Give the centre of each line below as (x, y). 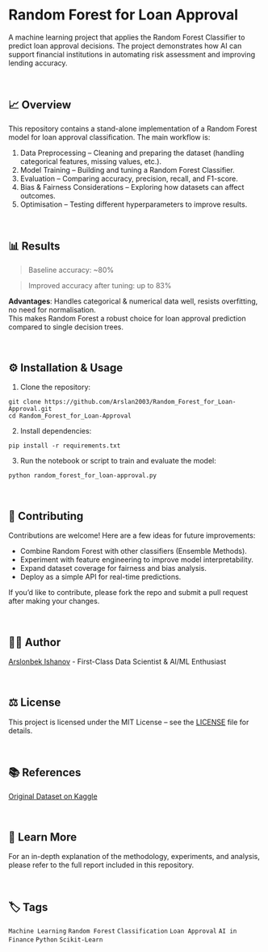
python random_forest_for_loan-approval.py (83, 476)
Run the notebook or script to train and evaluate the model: (118, 461)
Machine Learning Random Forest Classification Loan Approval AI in (123, 931)
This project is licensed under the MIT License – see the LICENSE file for (129, 722)
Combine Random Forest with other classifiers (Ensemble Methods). (134, 551)
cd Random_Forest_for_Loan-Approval (70, 416)
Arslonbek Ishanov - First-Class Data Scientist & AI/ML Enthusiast (117, 661)
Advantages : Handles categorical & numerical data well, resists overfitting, (133, 301)
